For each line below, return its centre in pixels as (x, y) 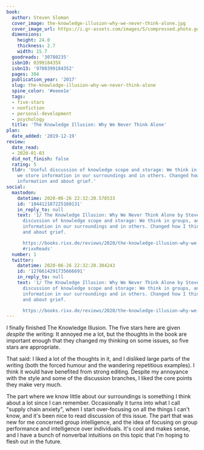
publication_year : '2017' (45, 80)
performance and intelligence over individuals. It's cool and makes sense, (98, 429)
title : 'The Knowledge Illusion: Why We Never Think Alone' (89, 125)
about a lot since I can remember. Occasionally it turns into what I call (93, 403)
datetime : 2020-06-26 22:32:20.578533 (66, 198)
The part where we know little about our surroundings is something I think (99, 397)
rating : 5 (24, 165)
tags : (19, 97)
